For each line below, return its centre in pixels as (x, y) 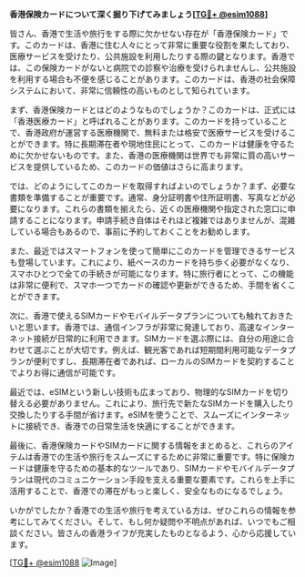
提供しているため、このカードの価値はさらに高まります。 (141, 167)
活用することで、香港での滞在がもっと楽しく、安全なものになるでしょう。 (149, 491)
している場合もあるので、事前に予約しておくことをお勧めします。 (132, 232)
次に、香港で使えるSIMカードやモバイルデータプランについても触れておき (147, 316)
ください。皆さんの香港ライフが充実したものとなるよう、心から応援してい (157, 533)
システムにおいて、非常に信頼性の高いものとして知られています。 (132, 91)
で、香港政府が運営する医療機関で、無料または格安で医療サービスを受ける (149, 132)
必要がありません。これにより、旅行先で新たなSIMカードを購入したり (163, 403)
